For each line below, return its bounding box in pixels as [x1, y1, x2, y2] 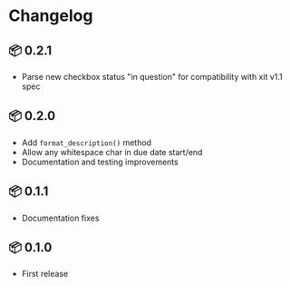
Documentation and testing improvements [21, 156, 179, 167]
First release [21, 269, 69, 280]
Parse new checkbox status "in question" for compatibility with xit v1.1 [21, 72, 283, 82]
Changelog [8, 5, 93, 26]
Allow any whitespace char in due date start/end [21, 146, 203, 157]
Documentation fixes [21, 212, 100, 223]
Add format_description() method [21, 137, 151, 148]
